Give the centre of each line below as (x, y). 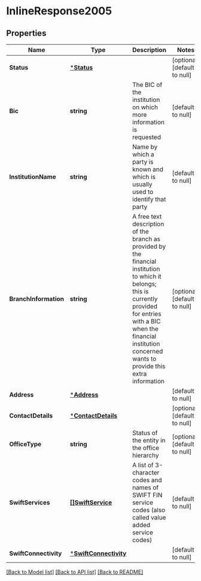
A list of (143, 465)
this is (141, 291)
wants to (144, 359)
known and (148, 169)
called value (149, 518)
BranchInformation (37, 299)
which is (144, 177)
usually (142, 184)
